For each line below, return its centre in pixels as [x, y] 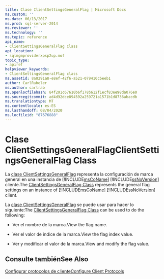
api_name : [15, 42]
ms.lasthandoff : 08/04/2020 [34, 111]
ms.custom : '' [20, 14]
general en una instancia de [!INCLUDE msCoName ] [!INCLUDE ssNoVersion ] [82, 179]
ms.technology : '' [24, 33]
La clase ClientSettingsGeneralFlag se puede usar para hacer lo [69, 205]
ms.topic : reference [26, 37]
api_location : [20, 51]
